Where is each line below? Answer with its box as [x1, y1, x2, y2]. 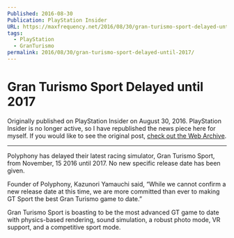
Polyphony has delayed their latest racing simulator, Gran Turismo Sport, [7, 151, 215, 160]
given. [7, 166, 26, 175]
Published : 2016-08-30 [7, 10, 73, 17]
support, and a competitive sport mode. [7, 223, 121, 231]
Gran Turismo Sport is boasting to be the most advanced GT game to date [7, 208, 219, 216]
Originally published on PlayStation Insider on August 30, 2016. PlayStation [7, 116, 221, 125]
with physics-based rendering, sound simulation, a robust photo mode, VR [7, 215, 221, 223]
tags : [7, 29, 23, 37]
